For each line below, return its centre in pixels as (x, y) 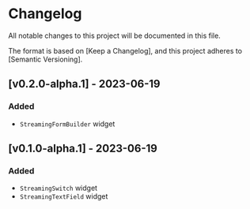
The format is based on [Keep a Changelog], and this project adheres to (125, 50)
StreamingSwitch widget (58, 188)
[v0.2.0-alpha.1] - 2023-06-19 (84, 84)
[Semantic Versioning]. (45, 59)
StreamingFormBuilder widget (67, 124)
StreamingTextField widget (64, 196)
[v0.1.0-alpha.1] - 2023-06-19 (83, 149)
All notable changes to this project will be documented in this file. (115, 35)
